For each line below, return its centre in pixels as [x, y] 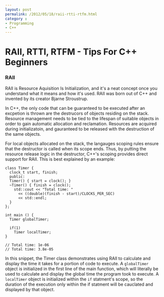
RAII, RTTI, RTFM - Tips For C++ [71, 52]
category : [16, 19]
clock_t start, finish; [34, 172]
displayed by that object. [30, 289]
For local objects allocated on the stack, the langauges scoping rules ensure [82, 143]
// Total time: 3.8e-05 [29, 249]
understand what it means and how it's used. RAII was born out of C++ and [81, 93]
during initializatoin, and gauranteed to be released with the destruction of [80, 129]
